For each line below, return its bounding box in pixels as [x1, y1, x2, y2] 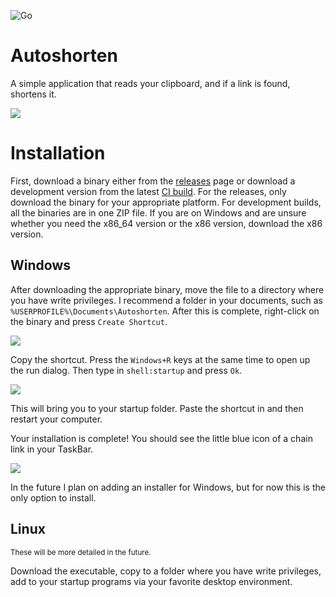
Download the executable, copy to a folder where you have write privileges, [10, 565, 322, 577]
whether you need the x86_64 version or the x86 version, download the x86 [10, 217, 323, 229]
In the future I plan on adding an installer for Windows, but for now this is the [10, 481, 326, 493]
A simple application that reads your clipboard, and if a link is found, [10, 77, 291, 89]
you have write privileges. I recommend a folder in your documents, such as [10, 294, 323, 306]
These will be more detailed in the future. [10, 547, 152, 557]
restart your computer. [10, 413, 103, 425]
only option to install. [10, 491, 97, 504]
